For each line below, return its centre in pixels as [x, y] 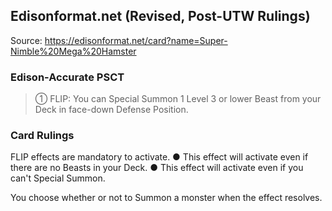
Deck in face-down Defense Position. [111, 110]
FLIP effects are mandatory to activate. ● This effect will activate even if [159, 157]
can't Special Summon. [58, 178]
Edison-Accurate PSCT [67, 77]
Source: [26, 40]
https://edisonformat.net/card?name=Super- [136, 40]
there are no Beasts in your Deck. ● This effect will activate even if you [157, 168]
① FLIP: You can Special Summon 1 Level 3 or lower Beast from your [178, 99]
